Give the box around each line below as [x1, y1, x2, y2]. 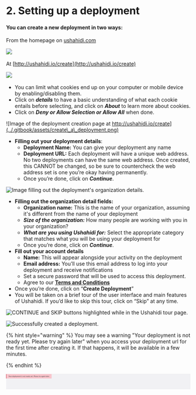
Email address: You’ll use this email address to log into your [23, 260, 168, 268]
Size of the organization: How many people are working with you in [23, 217, 188, 224]
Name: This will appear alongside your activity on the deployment [23, 254, 183, 261]
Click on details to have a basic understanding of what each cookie [14, 96, 178, 103]
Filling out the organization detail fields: [14, 198, 114, 205]
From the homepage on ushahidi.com [6, 37, 97, 44]
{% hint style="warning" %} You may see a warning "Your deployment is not [6, 332, 191, 339]
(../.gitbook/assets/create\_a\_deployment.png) [6, 126, 119, 133]
